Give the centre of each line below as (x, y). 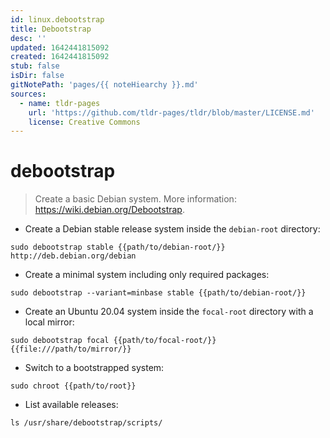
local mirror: (49, 322)
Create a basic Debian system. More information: (135, 199)
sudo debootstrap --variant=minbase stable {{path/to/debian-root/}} (158, 293)
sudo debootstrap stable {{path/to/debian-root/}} (118, 247)
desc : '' (28, 38)
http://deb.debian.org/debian (73, 256)
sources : (28, 94)
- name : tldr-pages (60, 103)
